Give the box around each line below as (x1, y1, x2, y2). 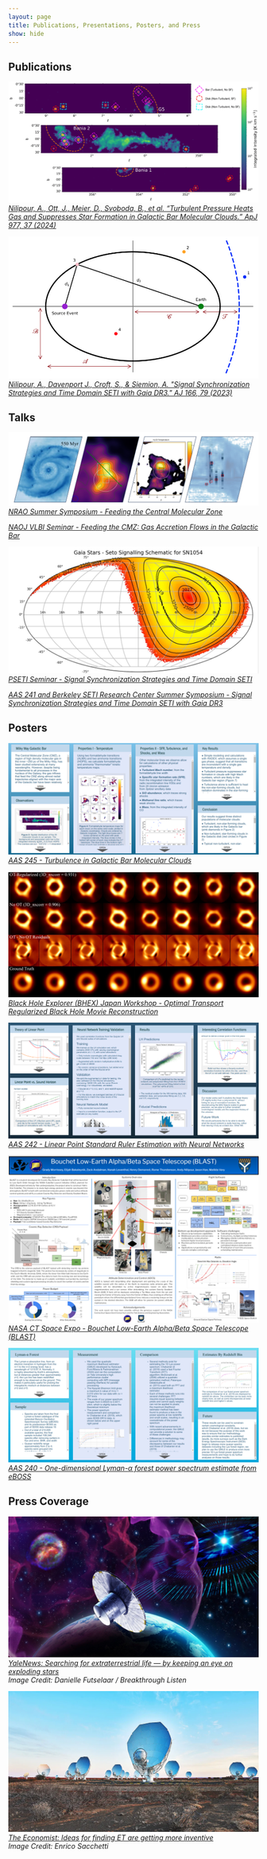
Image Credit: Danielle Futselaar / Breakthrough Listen (8, 1675, 187, 1685)
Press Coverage (8, 1495, 89, 1508)
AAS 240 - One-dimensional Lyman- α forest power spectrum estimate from (8, 1463, 257, 1473)
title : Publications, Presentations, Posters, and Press (8, 21, 201, 29)
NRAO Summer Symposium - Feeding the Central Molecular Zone (8, 507, 223, 516)
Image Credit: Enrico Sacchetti (8, 1841, 109, 1851)
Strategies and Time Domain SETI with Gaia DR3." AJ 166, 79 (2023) (8, 388, 233, 397)
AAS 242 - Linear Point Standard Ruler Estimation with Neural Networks (8, 1140, 245, 1149)
